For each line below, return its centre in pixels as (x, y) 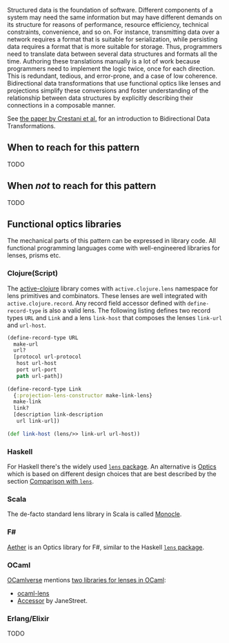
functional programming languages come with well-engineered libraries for (114, 248)
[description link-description (58, 415)
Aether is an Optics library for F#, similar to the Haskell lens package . (106, 547)
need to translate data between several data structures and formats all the (112, 54)
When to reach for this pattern (73, 148)
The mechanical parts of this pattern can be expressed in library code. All (111, 241)
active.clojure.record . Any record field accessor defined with (97, 303)
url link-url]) (38, 421)
